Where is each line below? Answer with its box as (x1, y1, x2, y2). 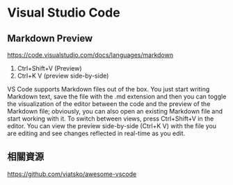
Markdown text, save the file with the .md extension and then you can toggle (7, 92, 227, 100)
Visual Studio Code (7, 5, 120, 21)
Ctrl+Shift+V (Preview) (17, 64, 82, 72)
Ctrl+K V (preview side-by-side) (17, 71, 109, 80)
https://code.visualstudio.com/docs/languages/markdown (7, 51, 174, 59)
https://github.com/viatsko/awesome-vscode (7, 170, 137, 178)
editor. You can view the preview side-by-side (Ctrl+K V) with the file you (7, 122, 217, 130)
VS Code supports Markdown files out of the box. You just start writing (7, 85, 210, 93)
